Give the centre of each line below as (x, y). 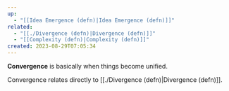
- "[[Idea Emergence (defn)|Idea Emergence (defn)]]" (94, 20)
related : (20, 27)
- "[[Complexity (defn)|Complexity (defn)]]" (82, 40)
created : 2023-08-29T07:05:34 (52, 46)
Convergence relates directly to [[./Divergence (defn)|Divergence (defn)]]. (115, 80)
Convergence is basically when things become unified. (87, 66)
